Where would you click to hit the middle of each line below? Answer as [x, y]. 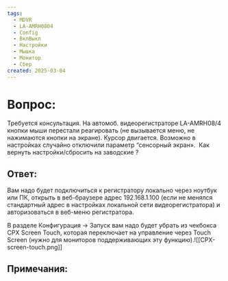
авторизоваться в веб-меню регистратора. [71, 212]
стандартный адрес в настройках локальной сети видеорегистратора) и [114, 205]
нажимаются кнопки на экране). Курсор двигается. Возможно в [102, 138]
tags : [15, 13]
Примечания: [38, 268]
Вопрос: [31, 104]
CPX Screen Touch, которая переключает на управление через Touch [109, 232]
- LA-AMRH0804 [33, 26]
